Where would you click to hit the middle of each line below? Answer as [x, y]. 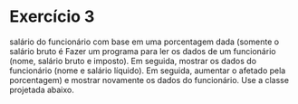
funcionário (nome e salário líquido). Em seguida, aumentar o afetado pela [148, 71]
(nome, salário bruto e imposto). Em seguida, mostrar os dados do [133, 61]
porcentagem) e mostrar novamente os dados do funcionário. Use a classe [149, 80]
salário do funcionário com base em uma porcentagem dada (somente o [144, 42]
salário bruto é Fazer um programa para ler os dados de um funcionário [143, 51]
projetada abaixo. [42, 90]
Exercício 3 [52, 17]
